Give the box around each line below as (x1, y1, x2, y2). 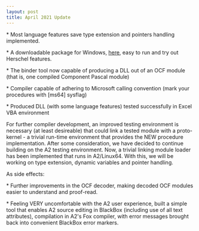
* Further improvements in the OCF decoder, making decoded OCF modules (6, 182, 194, 189)
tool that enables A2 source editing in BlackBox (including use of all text (6, 206, 183, 213)
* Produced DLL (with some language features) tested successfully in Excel (6, 102, 192, 110)
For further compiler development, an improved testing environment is (6, 120, 179, 127)
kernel (6, 133, 22, 141)
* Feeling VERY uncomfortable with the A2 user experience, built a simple (6, 200, 187, 207)
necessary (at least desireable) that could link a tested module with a (6, 127, 176, 134)
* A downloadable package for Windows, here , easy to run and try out (6, 48, 179, 56)
